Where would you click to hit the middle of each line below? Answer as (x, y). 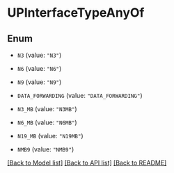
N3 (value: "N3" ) (39, 55)
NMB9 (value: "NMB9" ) (46, 149)
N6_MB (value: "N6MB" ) (47, 122)
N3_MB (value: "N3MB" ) (47, 109)
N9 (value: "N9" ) (39, 82)
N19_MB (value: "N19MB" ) (50, 136)
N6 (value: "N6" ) (39, 68)
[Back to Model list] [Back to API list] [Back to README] (87, 163)
